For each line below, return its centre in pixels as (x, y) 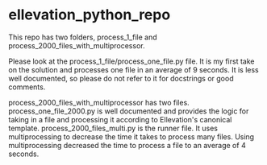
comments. (27, 87)
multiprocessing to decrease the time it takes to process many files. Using (131, 136)
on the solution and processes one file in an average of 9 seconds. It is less (134, 69)
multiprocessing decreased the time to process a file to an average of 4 (127, 145)
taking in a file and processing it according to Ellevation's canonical (120, 119)
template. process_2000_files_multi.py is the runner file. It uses (113, 128)
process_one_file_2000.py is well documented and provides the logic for (129, 111)
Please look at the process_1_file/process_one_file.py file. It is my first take (131, 61)
